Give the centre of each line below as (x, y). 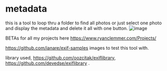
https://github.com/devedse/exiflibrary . (48, 63)
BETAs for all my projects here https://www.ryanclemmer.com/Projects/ (81, 38)
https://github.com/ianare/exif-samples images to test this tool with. (77, 48)
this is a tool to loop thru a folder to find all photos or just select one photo (83, 23)
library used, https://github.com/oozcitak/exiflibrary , (61, 58)
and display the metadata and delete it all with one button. (67, 28)
